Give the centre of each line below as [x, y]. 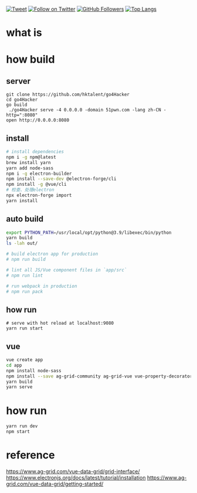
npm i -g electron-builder [39, 174]
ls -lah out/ [22, 243]
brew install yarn [28, 162]
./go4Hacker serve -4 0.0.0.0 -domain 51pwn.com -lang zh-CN [85, 110]
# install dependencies [35, 152]
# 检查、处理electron [30, 190]
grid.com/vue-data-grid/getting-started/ [55, 484]
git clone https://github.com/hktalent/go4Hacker [68, 95]
